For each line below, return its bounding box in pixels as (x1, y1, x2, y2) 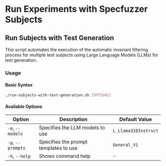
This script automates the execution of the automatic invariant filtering (5, 47, 148, 52)
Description (59, 116, 88, 123)
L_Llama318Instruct (113, 128, 159, 134)
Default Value (119, 116, 152, 123)
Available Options (5, 103, 42, 109)
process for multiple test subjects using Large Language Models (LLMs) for (5, 52, 159, 58)
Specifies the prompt (39, 138, 88, 145)
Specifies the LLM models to (39, 124, 105, 131)
